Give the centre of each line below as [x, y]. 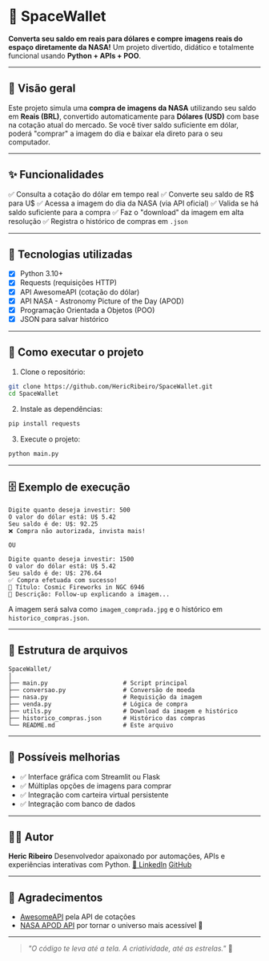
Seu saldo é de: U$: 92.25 [53, 524]
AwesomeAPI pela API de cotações [78, 917]
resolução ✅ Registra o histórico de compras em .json [98, 221]
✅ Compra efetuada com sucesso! [63, 580]
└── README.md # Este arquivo [91, 725]
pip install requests [44, 424]
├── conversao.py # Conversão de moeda [102, 690]
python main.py [34, 454]
